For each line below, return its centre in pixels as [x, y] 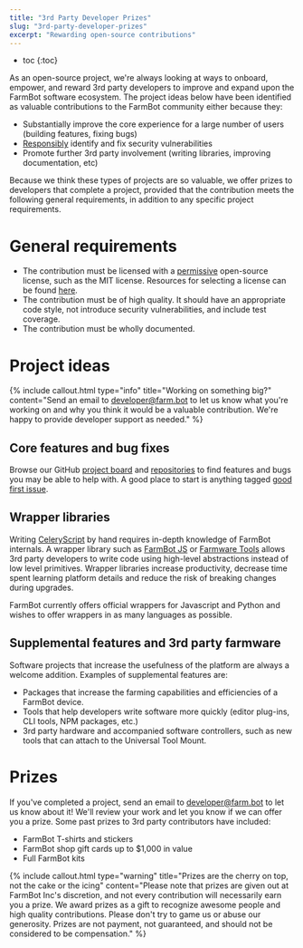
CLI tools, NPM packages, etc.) [80, 721]
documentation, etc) [60, 163]
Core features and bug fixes [90, 448]
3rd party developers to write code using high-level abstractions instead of [149, 558]
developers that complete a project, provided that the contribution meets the [152, 190]
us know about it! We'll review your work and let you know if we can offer [146, 811]
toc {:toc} [40, 61]
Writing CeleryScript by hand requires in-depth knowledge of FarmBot [140, 539]
